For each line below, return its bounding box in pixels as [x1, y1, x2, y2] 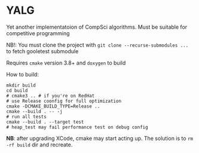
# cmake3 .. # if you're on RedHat [6, 93, 95, 99]
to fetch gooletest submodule [6, 47, 79, 54]
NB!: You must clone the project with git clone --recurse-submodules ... [6, 41, 189, 48]
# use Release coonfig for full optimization [6, 98, 121, 104]
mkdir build [6, 82, 36, 88]
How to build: [6, 71, 39, 78]
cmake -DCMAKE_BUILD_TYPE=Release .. [6, 103, 100, 109]
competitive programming [6, 29, 70, 36]
